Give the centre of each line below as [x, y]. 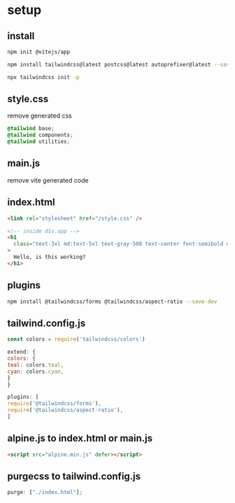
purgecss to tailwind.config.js [74, 477]
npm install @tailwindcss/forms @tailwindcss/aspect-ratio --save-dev [112, 302]
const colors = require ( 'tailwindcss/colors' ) [76, 339]
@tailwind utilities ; [39, 142]
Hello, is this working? [50, 257]
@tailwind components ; [40, 135]
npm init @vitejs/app [39, 52]
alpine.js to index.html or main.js [80, 438]
